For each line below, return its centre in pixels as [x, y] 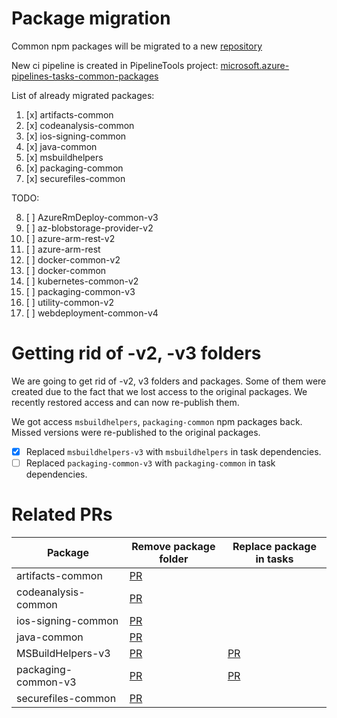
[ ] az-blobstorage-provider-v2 [89, 228]
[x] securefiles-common [75, 178]
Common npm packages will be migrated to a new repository [137, 46]
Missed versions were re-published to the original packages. [136, 432]
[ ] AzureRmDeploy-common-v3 [92, 217]
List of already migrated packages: [83, 95]
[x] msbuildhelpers [64, 157]
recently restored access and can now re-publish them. [125, 402]
